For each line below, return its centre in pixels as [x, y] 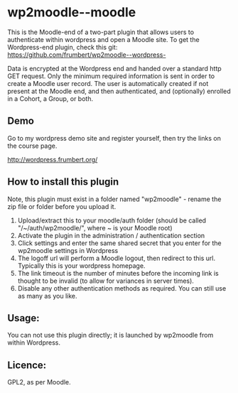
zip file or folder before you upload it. [62, 206]
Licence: [27, 365]
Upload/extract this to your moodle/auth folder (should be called [112, 220]
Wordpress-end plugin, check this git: [63, 47]
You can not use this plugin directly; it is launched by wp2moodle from [110, 335]
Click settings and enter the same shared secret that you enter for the [119, 243]
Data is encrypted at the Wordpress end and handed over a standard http [114, 68]
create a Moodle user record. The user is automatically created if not [108, 83]
